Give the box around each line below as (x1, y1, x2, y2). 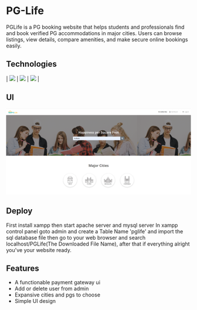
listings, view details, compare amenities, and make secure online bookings (6, 36, 188, 43)
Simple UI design (14, 298, 56, 305)
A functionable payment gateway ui (14, 279, 101, 286)
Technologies (6, 59, 57, 69)
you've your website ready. (6, 246, 72, 253)
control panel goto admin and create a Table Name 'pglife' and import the (6, 227, 184, 235)
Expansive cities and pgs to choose (14, 291, 101, 298)
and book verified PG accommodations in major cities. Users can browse (6, 29, 182, 36)
